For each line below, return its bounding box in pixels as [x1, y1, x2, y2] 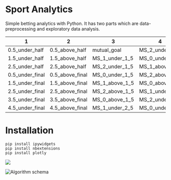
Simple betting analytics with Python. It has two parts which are [5, 20, 139, 26]
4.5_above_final [49, 104, 88, 111]
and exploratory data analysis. [36, 25, 100, 32]
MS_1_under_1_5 [92, 54, 134, 62]
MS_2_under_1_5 [92, 63, 134, 70]
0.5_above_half [49, 46, 87, 53]
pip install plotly [5, 150, 47, 156]
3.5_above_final [49, 96, 88, 103]
